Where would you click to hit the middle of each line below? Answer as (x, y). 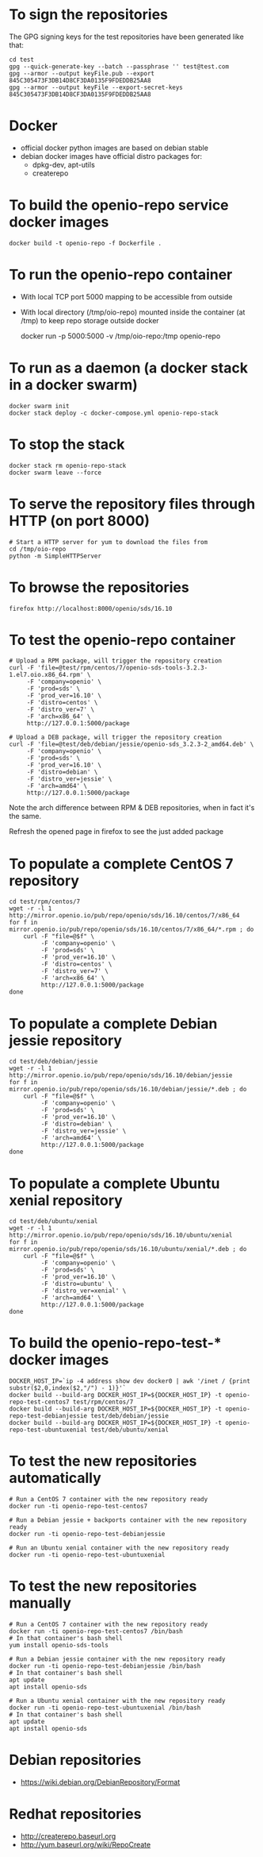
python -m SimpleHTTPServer (55, 556)
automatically (55, 1478)
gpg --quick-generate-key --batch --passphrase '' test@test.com (119, 66)
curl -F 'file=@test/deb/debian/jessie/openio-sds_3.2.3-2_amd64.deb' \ (131, 744)
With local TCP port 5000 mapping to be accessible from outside (126, 296)
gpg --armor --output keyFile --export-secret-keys (96, 87)
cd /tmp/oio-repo (38, 549)
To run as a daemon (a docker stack (129, 368)
